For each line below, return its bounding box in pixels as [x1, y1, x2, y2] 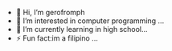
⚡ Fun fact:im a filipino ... [15, 33, 98, 43]
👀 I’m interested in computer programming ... [15, 16, 165, 25]
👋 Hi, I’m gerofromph [15, 8, 85, 17]
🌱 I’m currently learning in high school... [15, 25, 148, 33]
